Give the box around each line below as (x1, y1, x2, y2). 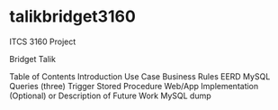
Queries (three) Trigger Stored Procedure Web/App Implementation (9, 80, 259, 91)
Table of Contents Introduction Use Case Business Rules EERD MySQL (9, 70, 271, 82)
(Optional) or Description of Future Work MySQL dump (9, 90, 211, 101)
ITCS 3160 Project (9, 36, 76, 47)
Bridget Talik (9, 53, 57, 64)
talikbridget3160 (9, 6, 137, 27)
